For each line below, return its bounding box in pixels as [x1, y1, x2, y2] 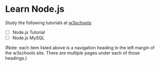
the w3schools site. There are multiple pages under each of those [5, 50, 140, 56]
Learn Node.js [5, 3, 65, 15]
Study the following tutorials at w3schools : [5, 20, 92, 26]
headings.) [5, 55, 27, 61]
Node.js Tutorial [12, 29, 45, 35]
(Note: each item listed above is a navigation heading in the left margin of [5, 45, 155, 51]
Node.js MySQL [12, 35, 45, 40]
